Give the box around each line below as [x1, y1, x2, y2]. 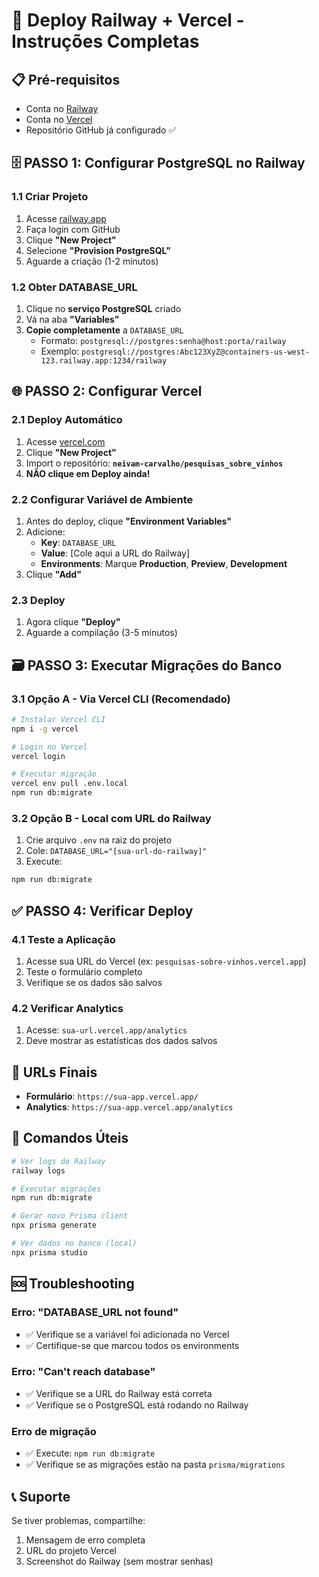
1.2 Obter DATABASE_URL [11, 280, 138, 294]
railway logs [11, 1165, 66, 1176]
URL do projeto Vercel [25, 1544, 118, 1556]
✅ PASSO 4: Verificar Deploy [11, 902, 194, 919]
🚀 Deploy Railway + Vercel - [11, 9, 245, 32]
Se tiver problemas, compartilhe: [11, 1514, 146, 1526]
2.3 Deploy [11, 593, 66, 607]
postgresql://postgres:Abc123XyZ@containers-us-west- [81, 347, 311, 357]
